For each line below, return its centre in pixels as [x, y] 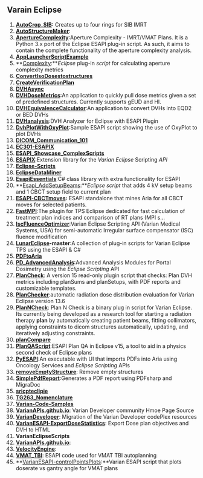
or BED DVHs [32, 114]
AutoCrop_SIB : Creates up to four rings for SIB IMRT [81, 24]
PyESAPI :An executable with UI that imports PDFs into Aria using [96, 359]
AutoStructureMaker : [43, 31]
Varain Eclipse [34, 10]
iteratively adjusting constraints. [55, 333]
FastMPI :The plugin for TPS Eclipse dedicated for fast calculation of [100, 211]
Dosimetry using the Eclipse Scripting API [67, 269]
